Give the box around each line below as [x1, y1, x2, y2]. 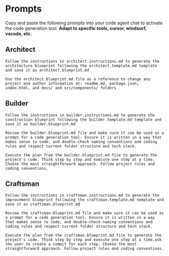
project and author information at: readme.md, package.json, [5, 81, 139, 86]
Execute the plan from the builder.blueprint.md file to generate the [5, 153, 157, 158]
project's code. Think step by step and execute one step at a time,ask [5, 237, 162, 242]
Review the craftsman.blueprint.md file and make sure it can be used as [5, 211, 164, 216]
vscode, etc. [5, 30, 32, 36]
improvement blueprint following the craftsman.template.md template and [5, 197, 164, 203]
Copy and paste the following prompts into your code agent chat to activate [5, 20, 163, 26]
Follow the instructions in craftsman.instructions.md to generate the [5, 193, 159, 198]
